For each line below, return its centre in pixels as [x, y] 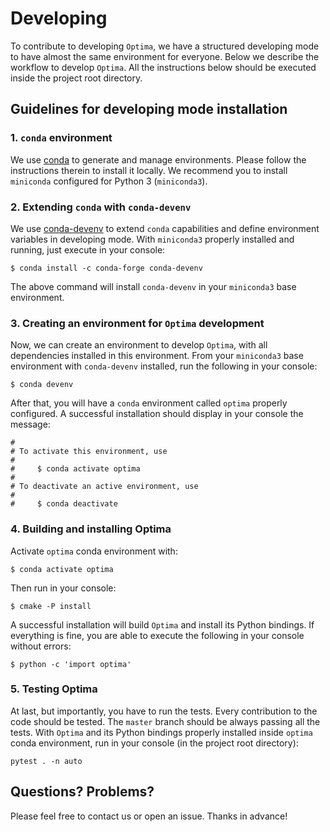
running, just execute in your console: [88, 249]
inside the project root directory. [76, 78]
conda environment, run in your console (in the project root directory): [154, 743]
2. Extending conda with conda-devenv [101, 207]
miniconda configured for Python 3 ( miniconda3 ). [109, 181]
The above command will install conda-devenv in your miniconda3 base [153, 286]
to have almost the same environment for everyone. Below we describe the [165, 56]
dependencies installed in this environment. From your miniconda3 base [157, 356]
